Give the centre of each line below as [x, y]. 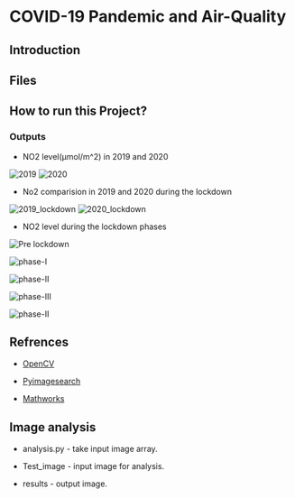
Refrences [39, 342]
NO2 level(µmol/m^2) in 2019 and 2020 [95, 156]
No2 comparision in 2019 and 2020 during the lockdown [127, 191]
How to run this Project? [78, 111]
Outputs [28, 137]
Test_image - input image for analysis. [93, 466]
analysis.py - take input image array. [90, 449]
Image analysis [53, 427]
